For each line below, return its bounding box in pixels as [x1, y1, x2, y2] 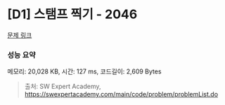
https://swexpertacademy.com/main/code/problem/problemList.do [24, 90, 219, 99]
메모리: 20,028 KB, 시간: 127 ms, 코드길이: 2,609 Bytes [7, 67, 162, 76]
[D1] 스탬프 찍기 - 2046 [7, 6, 138, 22]
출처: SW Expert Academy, [24, 82, 101, 91]
